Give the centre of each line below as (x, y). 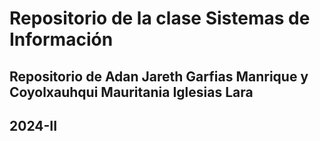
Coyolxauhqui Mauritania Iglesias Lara (131, 92)
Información (61, 39)
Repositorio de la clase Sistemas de (160, 18)
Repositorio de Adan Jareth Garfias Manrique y (159, 76)
